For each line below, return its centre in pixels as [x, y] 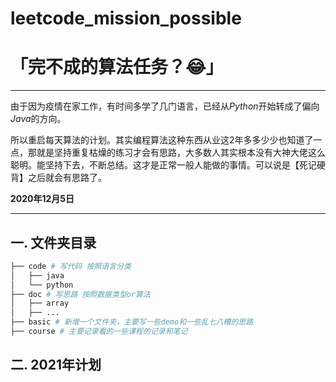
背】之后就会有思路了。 [58, 178]
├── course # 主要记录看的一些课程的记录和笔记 [99, 332]
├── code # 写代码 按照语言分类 [71, 266]
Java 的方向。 [38, 119]
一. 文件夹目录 [53, 242]
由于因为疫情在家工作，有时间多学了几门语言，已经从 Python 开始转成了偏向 [165, 106]
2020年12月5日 [42, 199]
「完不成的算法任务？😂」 [117, 67]
